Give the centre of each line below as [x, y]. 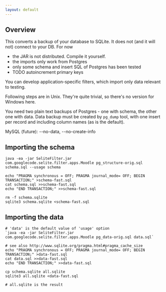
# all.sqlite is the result [34, 285]
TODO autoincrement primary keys [48, 72]
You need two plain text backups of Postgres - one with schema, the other [81, 111]
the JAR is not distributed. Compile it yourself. [59, 56]
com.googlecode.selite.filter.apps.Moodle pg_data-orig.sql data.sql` [80, 237]
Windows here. [21, 102]
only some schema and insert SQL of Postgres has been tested [77, 67]
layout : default [22, 10]
